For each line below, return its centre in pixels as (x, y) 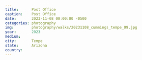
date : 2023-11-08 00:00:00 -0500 (46, 18)
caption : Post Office (30, 14)
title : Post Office (30, 9)
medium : (13, 37)
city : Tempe (24, 41)
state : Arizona (26, 45)
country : (14, 50)
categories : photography (30, 23)
